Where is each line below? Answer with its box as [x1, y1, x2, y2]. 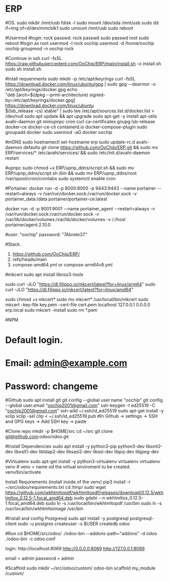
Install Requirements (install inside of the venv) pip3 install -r [5, 479, 131, 485]
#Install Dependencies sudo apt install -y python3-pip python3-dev [5, 444, 145, 450]
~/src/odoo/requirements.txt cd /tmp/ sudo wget [5, 484, 106, 490]
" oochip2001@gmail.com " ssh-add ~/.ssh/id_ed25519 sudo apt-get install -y [5, 408, 164, 414]
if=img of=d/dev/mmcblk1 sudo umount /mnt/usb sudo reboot [5, 25, 133, 31]
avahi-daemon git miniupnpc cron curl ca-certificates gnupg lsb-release [5, 118, 155, 124]
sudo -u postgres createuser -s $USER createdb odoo [17, 521, 130, 527]
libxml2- [145, 444, 163, 450]
